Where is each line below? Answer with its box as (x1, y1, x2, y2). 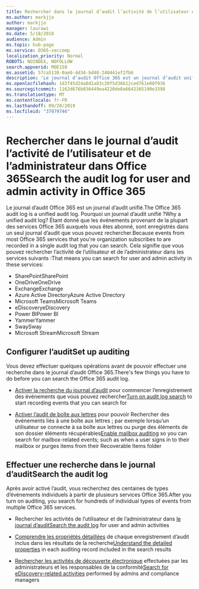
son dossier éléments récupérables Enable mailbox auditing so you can (14, 430, 188, 437)
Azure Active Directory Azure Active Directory (14, 292, 126, 299)
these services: (6, 261, 44, 268)
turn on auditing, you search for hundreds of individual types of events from (6, 497, 191, 505)
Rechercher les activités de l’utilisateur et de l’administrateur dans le (14, 515, 181, 522)
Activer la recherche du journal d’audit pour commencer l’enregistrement (14, 387, 192, 394)
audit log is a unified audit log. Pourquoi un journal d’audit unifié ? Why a (6, 211, 181, 218)
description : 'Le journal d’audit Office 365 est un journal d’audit (6, 75, 182, 81)
